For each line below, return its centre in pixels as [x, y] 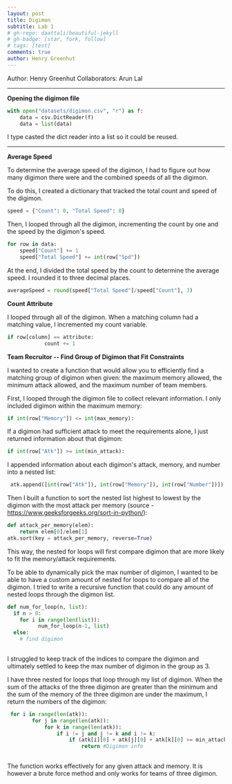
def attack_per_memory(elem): [51, 526]
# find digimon [41, 639]
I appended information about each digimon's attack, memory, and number [114, 465]
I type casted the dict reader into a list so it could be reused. [93, 137]
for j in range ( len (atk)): [71, 720]
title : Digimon [29, 20]
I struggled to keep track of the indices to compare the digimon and [103, 659]
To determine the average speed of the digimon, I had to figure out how [109, 170]
